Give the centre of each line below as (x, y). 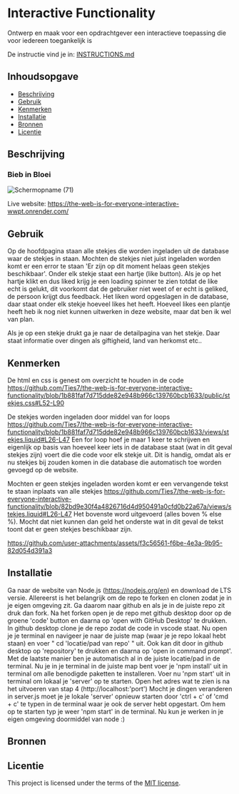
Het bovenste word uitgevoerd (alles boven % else (148, 514)
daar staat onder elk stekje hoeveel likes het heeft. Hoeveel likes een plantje (119, 304)
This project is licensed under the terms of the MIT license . (94, 783)
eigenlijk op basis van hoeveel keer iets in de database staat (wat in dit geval (120, 447)
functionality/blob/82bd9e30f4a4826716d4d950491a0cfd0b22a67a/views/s (119, 507)
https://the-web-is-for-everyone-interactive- (113, 204)
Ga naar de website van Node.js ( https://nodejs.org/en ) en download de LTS (119, 590)
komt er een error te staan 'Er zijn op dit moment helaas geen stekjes (109, 266)
